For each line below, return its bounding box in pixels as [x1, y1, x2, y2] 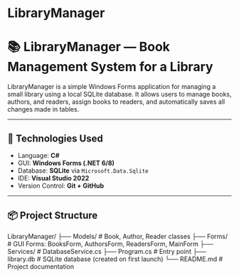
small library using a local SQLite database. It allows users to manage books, [7, 90, 233, 99]
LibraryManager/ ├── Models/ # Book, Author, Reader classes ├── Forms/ [7, 232, 228, 240]
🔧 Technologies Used [7, 132, 103, 144]
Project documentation [7, 262, 75, 271]
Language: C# [17, 151, 60, 159]
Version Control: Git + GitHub [17, 181, 105, 190]
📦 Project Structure [7, 210, 98, 222]
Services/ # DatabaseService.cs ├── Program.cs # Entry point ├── [7, 247, 206, 255]
